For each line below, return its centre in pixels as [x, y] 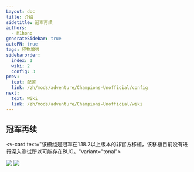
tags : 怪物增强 [23, 50]
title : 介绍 [20, 17]
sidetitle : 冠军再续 [29, 22]
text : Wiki [25, 98]
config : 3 [23, 71]
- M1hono [22, 33]
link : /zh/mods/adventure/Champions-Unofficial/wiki [77, 104]
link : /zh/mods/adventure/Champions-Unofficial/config [80, 88]
